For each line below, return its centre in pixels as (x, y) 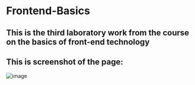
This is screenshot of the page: (65, 62)
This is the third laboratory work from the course (98, 33)
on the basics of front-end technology (78, 42)
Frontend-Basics (48, 11)
